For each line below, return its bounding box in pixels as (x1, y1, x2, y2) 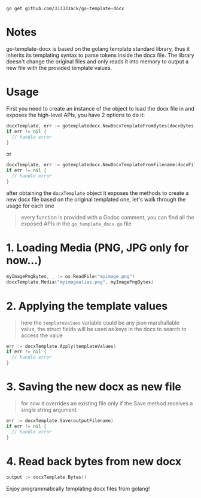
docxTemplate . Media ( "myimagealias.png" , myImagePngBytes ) (6, 279, 154, 285)
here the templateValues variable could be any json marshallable (20, 319, 179, 326)
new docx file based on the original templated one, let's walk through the (6, 195, 186, 203)
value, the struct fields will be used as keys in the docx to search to (20, 325, 187, 332)
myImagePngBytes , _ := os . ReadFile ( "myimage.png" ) (6, 273, 135, 279)
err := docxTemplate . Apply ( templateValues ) (6, 343, 117, 349)
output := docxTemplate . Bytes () (6, 474, 87, 481)
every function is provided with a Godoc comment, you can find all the (20, 213, 194, 221)
